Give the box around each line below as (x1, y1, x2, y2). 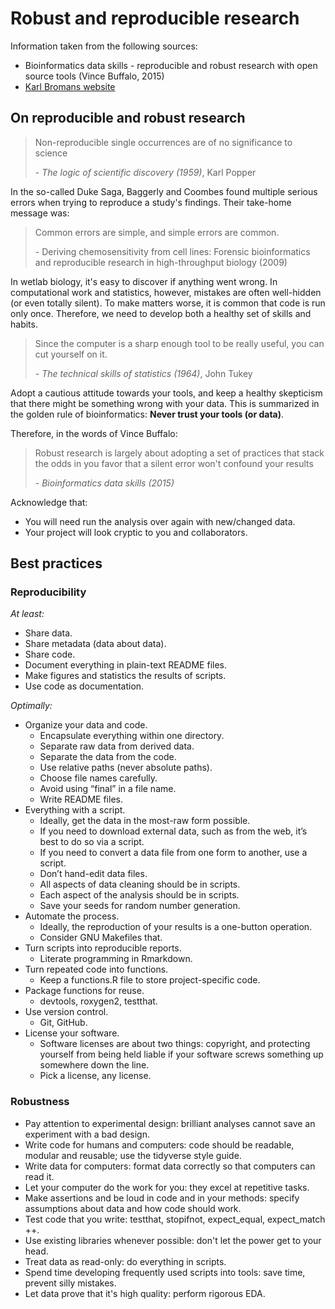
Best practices (10, 555, 103, 572)
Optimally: (10, 700, 53, 712)
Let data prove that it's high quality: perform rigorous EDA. (24, 1287, 266, 1299)
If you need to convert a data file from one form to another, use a (39, 847, 308, 859)
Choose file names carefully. (39, 772, 158, 784)
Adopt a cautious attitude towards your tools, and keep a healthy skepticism (10, 387, 323, 399)
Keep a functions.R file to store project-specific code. (39, 974, 261, 986)
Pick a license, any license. (39, 1070, 152, 1082)
